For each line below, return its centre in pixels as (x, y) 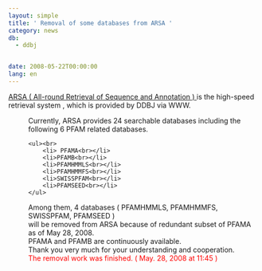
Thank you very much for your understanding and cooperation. (131, 249)
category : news (33, 30)
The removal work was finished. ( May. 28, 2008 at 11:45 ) (123, 258)
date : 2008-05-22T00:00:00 (53, 67)
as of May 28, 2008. (61, 233)
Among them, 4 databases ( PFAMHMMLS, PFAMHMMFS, (123, 207)
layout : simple (33, 16)
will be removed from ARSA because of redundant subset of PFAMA (140, 224)
